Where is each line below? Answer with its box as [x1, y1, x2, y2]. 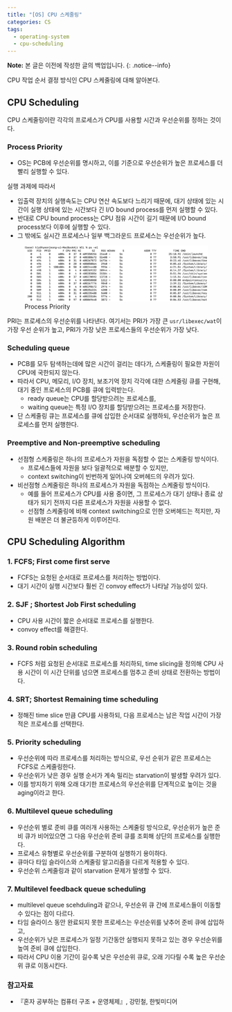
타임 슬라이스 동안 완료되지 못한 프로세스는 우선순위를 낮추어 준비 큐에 [17, 918, 206, 927]
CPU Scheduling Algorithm [7, 536, 126, 548]
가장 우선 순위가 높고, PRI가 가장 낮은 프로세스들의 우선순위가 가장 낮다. [7, 326, 199, 333]
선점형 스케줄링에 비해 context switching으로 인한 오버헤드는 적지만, [27, 507, 213, 515]
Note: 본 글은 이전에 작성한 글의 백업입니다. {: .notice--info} [7, 61, 171, 69]
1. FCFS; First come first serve [7, 557, 111, 566]
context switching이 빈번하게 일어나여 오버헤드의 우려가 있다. [27, 472, 195, 480]
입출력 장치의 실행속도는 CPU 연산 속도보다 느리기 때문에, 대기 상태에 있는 [17, 197, 217, 205]
